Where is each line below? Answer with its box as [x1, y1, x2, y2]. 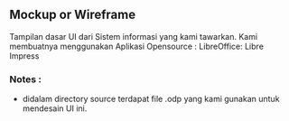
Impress [9, 50, 40, 61]
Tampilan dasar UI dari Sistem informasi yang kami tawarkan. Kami [9, 31, 258, 42]
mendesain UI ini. [22, 103, 88, 114]
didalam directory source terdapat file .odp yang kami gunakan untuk [22, 94, 280, 105]
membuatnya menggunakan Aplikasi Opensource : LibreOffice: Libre [9, 41, 265, 51]
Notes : [9, 72, 42, 85]
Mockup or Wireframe [9, 7, 136, 23]
